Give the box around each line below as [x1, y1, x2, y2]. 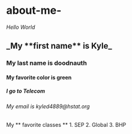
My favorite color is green [6, 73, 72, 81]
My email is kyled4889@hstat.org [6, 103, 90, 110]
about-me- [6, 4, 62, 17]
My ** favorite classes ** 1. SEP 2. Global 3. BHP [6, 121, 127, 129]
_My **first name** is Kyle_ [6, 41, 112, 51]
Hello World [6, 23, 35, 31]
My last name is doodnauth [6, 59, 87, 67]
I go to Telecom [6, 88, 46, 95]
